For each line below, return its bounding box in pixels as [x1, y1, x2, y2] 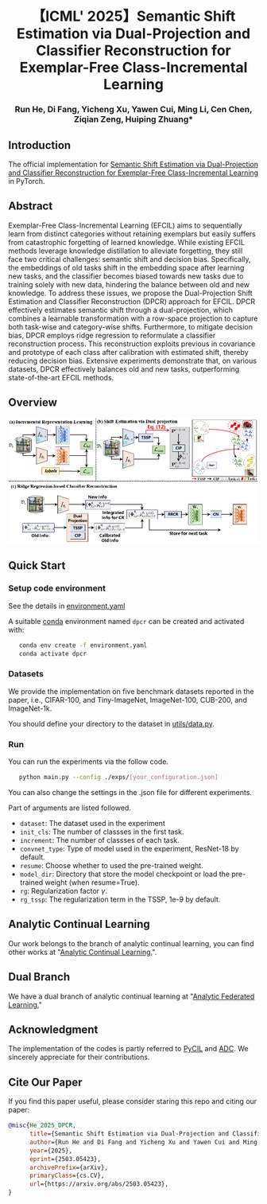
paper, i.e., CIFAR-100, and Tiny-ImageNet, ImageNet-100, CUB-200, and [8, 695, 248, 704]
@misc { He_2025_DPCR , [8, 1121, 77, 1130]
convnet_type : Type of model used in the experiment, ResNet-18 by [19, 844, 240, 853]
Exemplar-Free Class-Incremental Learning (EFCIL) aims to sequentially [8, 220, 242, 230]
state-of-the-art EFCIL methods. [8, 372, 114, 382]
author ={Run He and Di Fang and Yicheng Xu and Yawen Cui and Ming [29, 1138, 258, 1146]
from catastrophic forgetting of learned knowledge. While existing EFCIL [8, 237, 245, 247]
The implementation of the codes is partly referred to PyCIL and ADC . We [8, 1044, 249, 1054]
